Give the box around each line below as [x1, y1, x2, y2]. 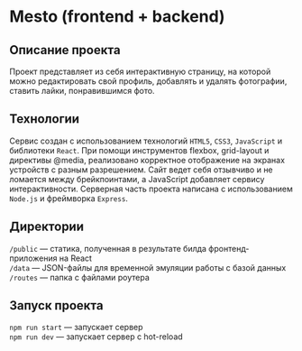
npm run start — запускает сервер [9, 322, 143, 333]
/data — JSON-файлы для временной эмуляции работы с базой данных [9, 262, 287, 272]
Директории [9, 219, 84, 235]
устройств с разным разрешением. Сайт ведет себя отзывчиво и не [9, 164, 273, 175]
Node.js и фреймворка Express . [9, 192, 129, 204]
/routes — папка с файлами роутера [9, 272, 151, 282]
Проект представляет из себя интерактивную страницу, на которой [9, 66, 271, 77]
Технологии [9, 111, 79, 127]
